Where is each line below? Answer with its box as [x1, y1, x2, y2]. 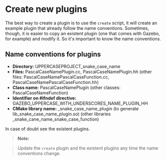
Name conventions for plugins [5, 50, 101, 59]
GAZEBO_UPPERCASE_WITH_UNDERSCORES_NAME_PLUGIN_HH [12, 100, 148, 106]
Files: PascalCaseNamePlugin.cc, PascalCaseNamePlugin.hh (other [12, 69, 152, 75]
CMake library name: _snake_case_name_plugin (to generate [12, 105, 139, 111]
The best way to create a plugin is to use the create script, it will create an [5, 20, 158, 26]
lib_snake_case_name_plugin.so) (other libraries [12, 111, 111, 117]
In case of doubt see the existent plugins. [5, 126, 90, 132]
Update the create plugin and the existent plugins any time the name [17, 145, 159, 151]
